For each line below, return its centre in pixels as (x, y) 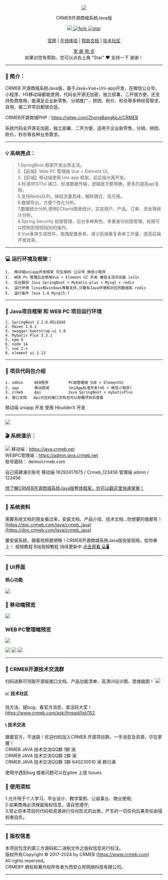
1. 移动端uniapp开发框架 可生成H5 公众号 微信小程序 (55, 272)
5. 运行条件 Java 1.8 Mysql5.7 (37, 293)
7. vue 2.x (16, 348)
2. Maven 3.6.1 (21, 326)
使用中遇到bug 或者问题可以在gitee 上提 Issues (53, 772)
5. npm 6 (14, 339)
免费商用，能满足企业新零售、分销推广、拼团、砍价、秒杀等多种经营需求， (86, 100)
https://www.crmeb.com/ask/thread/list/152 (50, 712)
